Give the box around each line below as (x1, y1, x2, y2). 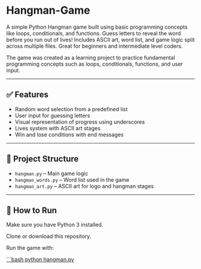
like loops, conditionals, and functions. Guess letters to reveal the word (6, 29, 181, 36)
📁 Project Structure (6, 154, 79, 164)
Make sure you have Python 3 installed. (6, 221, 103, 228)
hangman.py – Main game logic (14, 170, 89, 177)
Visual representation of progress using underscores (14, 118, 145, 126)
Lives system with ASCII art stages (14, 124, 100, 132)
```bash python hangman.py (6, 256, 75, 263)
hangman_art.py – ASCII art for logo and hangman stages (14, 182, 154, 189)
